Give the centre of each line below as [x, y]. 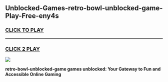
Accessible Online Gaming [33, 74]
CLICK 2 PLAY [22, 49]
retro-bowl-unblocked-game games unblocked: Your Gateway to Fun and [83, 69]
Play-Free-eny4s [32, 16]
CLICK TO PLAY [24, 30]
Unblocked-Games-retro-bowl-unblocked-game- [84, 8]
